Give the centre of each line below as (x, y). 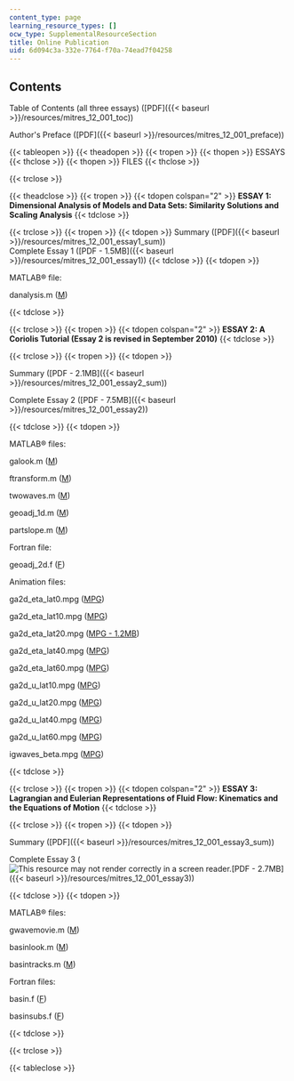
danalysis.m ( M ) (39, 294)
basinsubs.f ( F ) (37, 1016)
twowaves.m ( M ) (40, 496)
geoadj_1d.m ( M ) (39, 512)
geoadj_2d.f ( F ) (37, 564)
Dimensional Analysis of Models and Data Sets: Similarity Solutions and (144, 205)
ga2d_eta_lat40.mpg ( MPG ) (60, 650)
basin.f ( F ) (28, 998)
